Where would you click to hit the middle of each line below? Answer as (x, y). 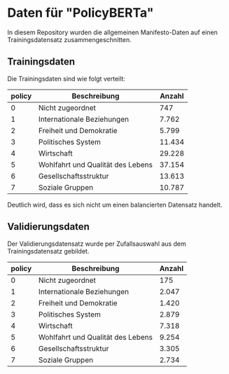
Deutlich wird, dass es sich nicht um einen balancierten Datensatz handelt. (115, 205)
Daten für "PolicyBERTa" (81, 13)
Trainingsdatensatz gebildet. (48, 251)
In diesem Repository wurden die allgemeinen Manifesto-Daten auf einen (113, 32)
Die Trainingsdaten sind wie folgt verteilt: (67, 78)
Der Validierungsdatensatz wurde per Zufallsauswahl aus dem (97, 244)
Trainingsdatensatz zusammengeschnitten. (69, 39)
